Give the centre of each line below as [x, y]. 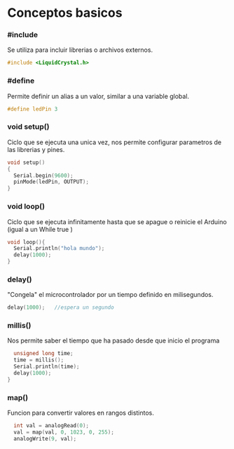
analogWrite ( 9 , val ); [45, 438]
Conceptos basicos [65, 13]
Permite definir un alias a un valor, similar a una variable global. [98, 96]
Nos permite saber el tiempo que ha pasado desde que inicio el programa [113, 340]
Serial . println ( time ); [47, 367]
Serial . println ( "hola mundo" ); [59, 249]
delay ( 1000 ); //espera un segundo [61, 308]
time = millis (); [39, 360]
